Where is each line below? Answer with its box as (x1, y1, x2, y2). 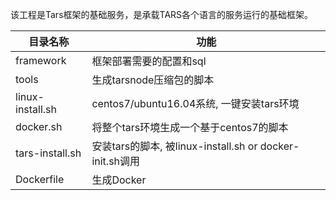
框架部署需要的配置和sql (91, 54, 207, 68)
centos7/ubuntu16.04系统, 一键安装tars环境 (91, 97, 300, 110)
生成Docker (91, 173, 147, 187)
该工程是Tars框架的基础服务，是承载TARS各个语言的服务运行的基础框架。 (10, 9, 314, 20)
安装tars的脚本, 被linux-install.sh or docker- (91, 139, 300, 153)
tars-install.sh (15, 146, 82, 160)
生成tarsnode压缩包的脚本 (91, 73, 215, 87)
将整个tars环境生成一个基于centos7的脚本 (91, 121, 289, 134)
